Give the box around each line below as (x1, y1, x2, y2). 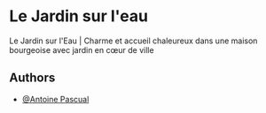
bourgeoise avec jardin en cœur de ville (9, 44, 154, 55)
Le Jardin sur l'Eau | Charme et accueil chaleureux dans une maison (9, 35, 258, 46)
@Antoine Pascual (21, 94, 90, 104)
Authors (9, 71, 56, 86)
